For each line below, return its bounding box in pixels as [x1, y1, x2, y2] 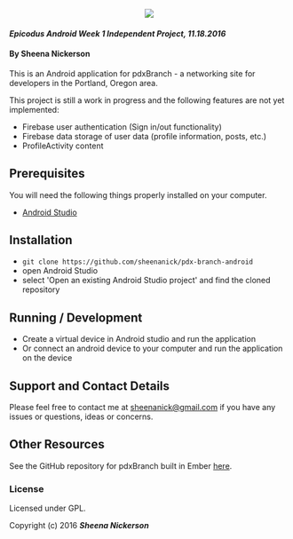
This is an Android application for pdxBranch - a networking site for [9, 67, 256, 79]
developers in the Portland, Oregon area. [9, 77, 158, 88]
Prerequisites [9, 166, 85, 181]
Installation [9, 233, 73, 248]
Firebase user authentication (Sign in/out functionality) [21, 121, 222, 132]
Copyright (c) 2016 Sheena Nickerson [9, 520, 149, 531]
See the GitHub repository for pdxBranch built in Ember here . [9, 460, 233, 471]
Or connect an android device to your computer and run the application [21, 343, 283, 354]
